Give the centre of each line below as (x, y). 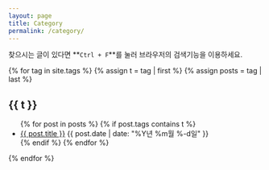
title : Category (35, 23)
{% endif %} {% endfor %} (64, 143)
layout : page (30, 16)
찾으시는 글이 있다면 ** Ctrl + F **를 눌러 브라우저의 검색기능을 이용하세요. (126, 55)
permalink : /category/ (46, 31)
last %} (20, 79)
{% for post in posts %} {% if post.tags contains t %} (108, 124)
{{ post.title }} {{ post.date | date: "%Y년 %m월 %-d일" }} (114, 134)
